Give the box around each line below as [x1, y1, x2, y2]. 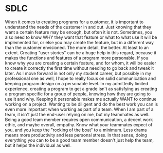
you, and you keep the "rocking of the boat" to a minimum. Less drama [5, 127, 147, 133]
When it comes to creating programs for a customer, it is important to [5, 19, 144, 25]
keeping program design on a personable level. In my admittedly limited [5, 80, 148, 86]
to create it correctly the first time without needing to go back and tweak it [5, 65, 154, 71]
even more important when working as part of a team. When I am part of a [5, 106, 154, 112]
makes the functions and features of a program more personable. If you [5, 55, 148, 61]
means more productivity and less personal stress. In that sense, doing [5, 132, 147, 138]
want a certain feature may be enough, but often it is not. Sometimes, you [5, 29, 152, 35]
